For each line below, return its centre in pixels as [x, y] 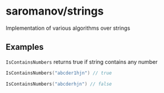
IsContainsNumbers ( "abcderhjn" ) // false [59, 84]
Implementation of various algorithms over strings [68, 28]
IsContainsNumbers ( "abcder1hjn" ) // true [59, 73]
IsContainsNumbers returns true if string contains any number [82, 61]
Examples [25, 47]
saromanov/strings [55, 11]
